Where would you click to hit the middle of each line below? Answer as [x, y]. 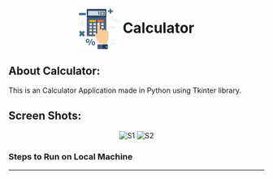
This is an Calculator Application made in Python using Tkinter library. [125, 90]
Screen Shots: [45, 116]
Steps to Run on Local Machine [71, 156]
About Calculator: [54, 70]
